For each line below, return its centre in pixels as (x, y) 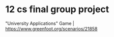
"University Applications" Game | (40, 23)
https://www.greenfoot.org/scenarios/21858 (51, 28)
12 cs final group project (57, 9)
